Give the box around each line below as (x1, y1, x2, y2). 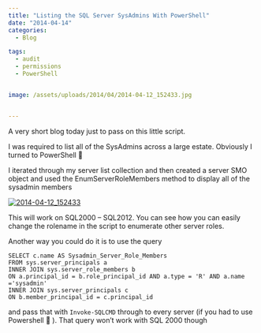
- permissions (15, 62, 62, 71)
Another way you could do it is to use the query (8, 236, 162, 245)
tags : (8, 48, 26, 56)
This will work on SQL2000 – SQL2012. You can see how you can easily (8, 212, 240, 222)
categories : (8, 26, 47, 34)
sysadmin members (8, 182, 73, 192)
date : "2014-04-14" (8, 19, 73, 27)
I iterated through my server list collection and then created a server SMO (8, 165, 248, 174)
